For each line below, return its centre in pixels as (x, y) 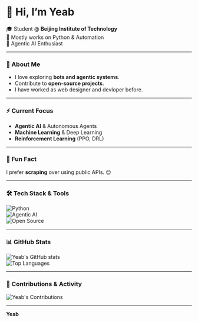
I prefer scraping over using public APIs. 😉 (59, 172)
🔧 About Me (23, 64)
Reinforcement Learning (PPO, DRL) (59, 139)
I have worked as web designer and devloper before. (79, 90)
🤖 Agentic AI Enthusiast (34, 43)
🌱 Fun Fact (22, 159)
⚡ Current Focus (30, 111)
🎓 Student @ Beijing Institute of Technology (62, 28)
